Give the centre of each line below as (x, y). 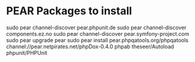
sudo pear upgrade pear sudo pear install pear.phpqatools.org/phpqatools (97, 40)
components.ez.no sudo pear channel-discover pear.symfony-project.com (98, 33)
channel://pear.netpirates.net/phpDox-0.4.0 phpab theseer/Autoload (90, 46)
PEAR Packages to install (69, 11)
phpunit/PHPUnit (27, 52)
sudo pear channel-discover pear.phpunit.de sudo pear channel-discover (96, 27)
